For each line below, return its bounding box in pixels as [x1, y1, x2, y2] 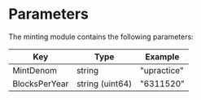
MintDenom [12, 64, 57, 76]
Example [145, 50, 180, 62]
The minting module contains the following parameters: [8, 32, 194, 41]
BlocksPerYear [12, 78, 69, 89]
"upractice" [139, 64, 185, 76]
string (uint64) [76, 78, 133, 89]
